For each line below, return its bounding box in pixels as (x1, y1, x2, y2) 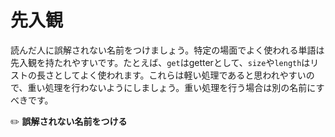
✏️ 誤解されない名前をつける (10, 115, 128, 127)
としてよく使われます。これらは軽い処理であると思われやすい (53, 69, 307, 81)
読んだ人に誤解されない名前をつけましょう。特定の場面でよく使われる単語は (10, 44, 325, 56)
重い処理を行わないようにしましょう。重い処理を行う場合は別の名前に (27, 81, 317, 93)
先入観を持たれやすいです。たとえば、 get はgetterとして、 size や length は (10, 56, 311, 68)
